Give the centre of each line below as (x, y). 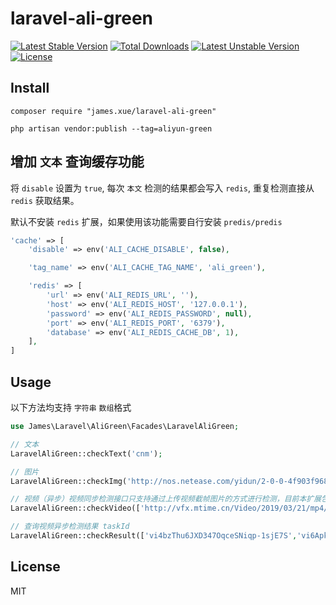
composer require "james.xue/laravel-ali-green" (113, 111)
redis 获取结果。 (45, 200)
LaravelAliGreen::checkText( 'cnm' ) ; (86, 453)
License (35, 567)
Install (30, 88)
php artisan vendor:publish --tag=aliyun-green (111, 128)
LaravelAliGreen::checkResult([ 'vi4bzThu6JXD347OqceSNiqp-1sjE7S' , (154, 536)
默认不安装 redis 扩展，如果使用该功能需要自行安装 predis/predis (146, 221)
